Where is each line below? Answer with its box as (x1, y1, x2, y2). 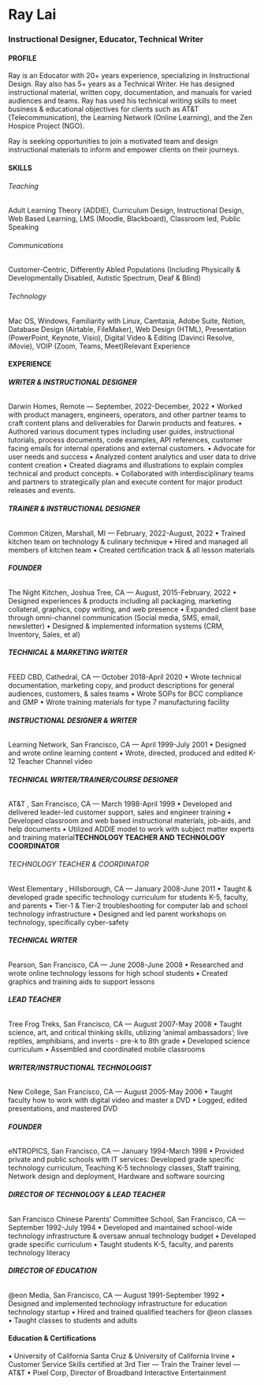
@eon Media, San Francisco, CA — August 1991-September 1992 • (8, 1290, 225, 1300)
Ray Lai (8, 6, 57, 24)
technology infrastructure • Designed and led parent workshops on (8, 909, 227, 918)
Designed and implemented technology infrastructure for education (8, 1298, 228, 1308)
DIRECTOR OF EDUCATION (8, 1266, 97, 1275)
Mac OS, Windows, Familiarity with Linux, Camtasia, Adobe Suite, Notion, (8, 316, 246, 326)
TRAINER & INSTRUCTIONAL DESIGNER (8, 503, 140, 513)
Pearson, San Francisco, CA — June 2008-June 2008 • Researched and (8, 960, 244, 969)
